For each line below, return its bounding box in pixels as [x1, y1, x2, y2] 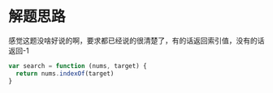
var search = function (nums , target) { [8, 61, 148, 70]
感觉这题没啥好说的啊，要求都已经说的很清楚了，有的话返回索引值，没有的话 [8, 36, 265, 45]
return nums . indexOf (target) [15, 70, 115, 78]
